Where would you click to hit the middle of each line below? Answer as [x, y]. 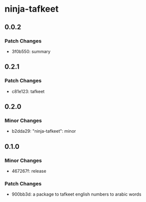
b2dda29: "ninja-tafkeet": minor [44, 131]
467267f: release [29, 171]
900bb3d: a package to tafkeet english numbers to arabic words [76, 194]
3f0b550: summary [31, 51]
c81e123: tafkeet [28, 91]
